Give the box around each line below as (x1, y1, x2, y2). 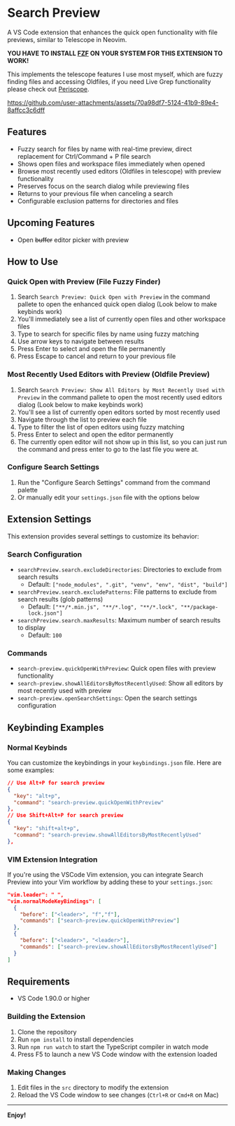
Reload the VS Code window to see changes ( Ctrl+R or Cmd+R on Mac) (17, 1091, 219, 1099)
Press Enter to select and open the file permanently (17, 345, 166, 353)
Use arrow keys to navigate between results (17, 337, 145, 345)
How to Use (7, 255, 59, 267)
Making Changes (7, 1067, 66, 1077)
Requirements (7, 976, 70, 988)
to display (17, 623, 46, 632)
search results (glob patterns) (17, 594, 104, 603)
